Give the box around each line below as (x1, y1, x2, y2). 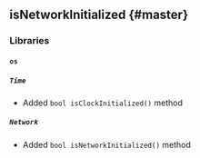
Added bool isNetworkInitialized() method (22, 139, 191, 150)
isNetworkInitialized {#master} (9, 7, 189, 23)
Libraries (9, 35, 50, 47)
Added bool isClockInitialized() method (22, 97, 184, 108)
